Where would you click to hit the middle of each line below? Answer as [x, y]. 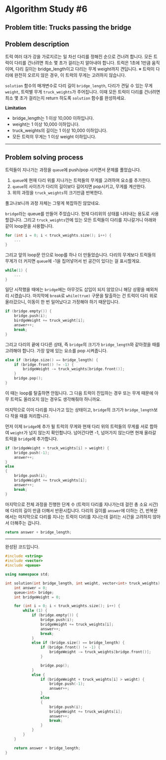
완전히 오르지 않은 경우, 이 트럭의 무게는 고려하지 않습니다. [70, 75]
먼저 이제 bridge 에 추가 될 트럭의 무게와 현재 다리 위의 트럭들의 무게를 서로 [77, 426]
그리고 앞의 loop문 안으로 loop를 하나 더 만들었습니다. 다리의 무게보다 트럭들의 [81, 255]
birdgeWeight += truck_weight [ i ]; [49, 321]
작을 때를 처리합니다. [30, 416]
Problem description [37, 44]
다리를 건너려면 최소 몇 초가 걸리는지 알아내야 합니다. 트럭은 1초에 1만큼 [82, 63]
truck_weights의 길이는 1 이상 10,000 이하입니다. [60, 131]
